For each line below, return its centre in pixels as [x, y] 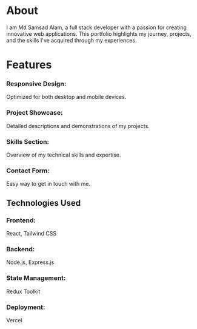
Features [29, 65]
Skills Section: [28, 141]
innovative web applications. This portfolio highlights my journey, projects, [99, 33]
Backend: [21, 249]
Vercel [14, 320]
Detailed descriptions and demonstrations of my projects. [78, 126]
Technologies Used [43, 203]
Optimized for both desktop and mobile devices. [66, 97]
